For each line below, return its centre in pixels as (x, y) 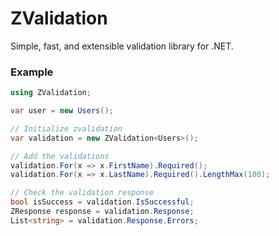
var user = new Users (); (62, 111)
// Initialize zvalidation (66, 128)
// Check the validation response (82, 193)
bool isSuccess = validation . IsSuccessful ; (102, 202)
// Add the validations (60, 156)
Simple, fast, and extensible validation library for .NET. (122, 46)
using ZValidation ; (51, 93)
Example (32, 72)
